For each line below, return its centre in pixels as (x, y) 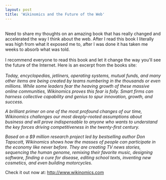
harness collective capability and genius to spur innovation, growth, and (79, 96)
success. (14, 102)
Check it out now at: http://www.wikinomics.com (55, 172)
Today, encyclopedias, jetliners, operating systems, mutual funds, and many (83, 75)
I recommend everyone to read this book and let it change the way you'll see (83, 60)
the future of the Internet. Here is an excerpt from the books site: (71, 65)
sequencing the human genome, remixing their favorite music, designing (79, 152)
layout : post (19, 10)
